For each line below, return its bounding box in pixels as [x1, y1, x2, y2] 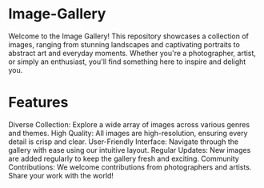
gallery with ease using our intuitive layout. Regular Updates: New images [8, 145, 251, 154]
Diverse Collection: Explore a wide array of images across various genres [8, 119, 250, 129]
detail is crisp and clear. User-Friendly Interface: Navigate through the [8, 137, 238, 146]
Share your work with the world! [8, 170, 114, 180]
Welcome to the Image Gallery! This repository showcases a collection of [8, 31, 250, 41]
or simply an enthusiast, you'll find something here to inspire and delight [8, 57, 246, 66]
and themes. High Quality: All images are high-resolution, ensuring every [8, 128, 248, 138]
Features [8, 94, 69, 112]
